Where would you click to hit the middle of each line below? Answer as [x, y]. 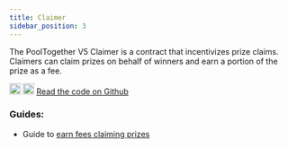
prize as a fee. [36, 70]
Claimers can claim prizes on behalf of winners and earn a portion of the [144, 61]
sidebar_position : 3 [48, 26]
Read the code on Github [82, 91]
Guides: [27, 115]
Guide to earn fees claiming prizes [86, 134]
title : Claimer [38, 17]
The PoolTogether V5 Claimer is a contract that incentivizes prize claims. [144, 51]
